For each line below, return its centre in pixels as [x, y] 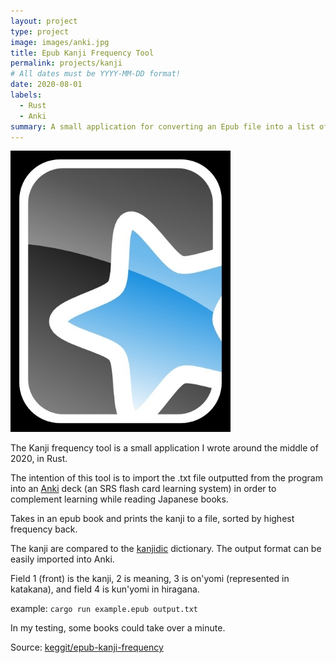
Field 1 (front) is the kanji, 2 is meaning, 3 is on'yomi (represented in [150, 579]
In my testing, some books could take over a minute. [118, 628]
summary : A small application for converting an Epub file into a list [162, 126]
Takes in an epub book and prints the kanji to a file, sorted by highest [152, 519]
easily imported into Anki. [62, 559]
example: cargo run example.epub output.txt [104, 609]
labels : [26, 95]
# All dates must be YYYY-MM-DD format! [96, 74]
